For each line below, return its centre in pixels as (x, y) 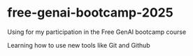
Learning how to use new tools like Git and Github (79, 45)
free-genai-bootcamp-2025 (90, 13)
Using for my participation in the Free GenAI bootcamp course (97, 32)
